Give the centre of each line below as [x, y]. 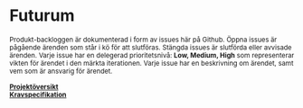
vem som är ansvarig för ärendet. [61, 71]
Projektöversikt [34, 86]
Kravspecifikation [38, 94]
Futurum [42, 16]
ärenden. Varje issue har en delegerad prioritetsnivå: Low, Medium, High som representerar [152, 55]
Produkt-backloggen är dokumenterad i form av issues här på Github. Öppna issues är [143, 40]
